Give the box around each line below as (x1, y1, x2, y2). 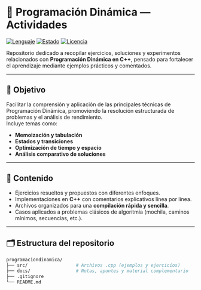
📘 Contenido (6, 173, 54, 184)
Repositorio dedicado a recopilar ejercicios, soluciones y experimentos (6, 49, 181, 56)
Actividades (6, 18, 68, 32)
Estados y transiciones (14, 137, 74, 145)
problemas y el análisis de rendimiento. (6, 113, 103, 121)
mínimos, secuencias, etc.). (14, 214, 83, 221)
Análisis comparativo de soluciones (14, 150, 106, 158)
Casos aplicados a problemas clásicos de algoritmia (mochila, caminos (14, 208, 190, 215)
